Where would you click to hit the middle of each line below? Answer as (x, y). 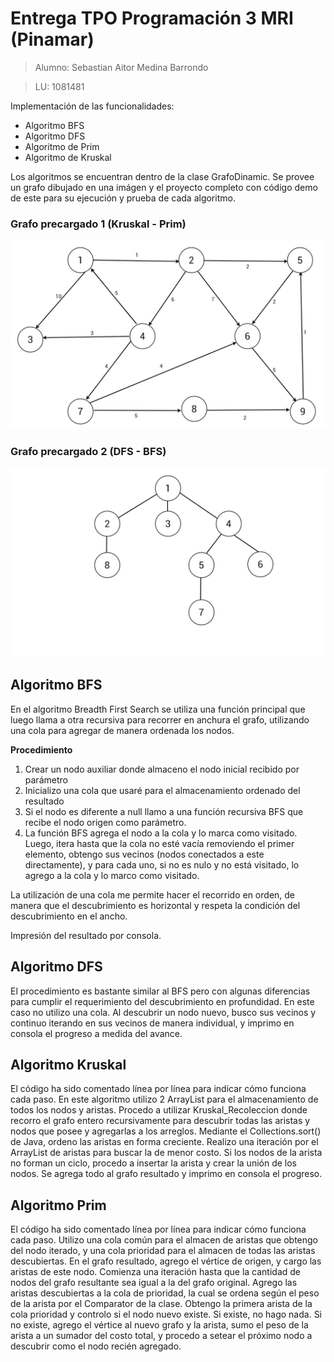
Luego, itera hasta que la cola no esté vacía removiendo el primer (159, 843)
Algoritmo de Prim (62, 146)
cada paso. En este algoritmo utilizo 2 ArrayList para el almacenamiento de (164, 1099)
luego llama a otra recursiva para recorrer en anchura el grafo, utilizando (160, 719)
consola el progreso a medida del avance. (96, 1033)
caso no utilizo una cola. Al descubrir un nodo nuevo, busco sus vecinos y (163, 1012)
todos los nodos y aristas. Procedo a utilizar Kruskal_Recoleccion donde (159, 1110)
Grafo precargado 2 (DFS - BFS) (88, 452)
